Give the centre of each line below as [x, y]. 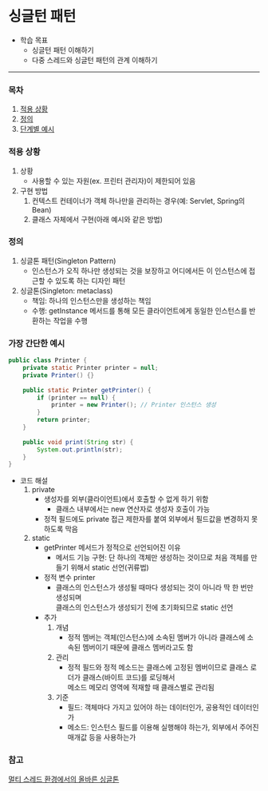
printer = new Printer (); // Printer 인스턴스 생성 [134, 405]
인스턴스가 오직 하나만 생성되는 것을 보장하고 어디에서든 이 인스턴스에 [139, 270]
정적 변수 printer [69, 578]
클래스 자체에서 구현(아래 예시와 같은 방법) [97, 219]
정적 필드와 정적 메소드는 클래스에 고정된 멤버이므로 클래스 [158, 667]
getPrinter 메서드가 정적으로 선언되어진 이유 [112, 547]
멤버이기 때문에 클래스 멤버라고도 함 [138, 647]
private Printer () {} [58, 375]
